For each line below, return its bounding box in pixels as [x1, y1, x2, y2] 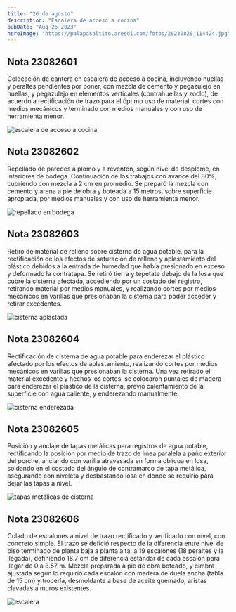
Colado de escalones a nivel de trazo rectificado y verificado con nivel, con [7, 532, 225, 540]
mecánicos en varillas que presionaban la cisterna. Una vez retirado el [7, 367, 211, 375]
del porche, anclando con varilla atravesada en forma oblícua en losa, [7, 457, 209, 465]
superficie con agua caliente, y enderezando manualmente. [7, 389, 179, 398]
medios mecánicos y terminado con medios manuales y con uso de [7, 105, 202, 113]
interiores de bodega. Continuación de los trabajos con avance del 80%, [7, 171, 217, 180]
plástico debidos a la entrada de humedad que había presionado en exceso [7, 261, 225, 271]
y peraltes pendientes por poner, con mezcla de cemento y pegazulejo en [7, 82, 221, 91]
